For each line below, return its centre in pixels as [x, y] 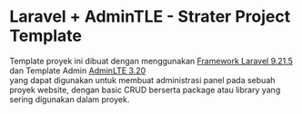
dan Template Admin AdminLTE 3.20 [78, 71]
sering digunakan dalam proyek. [70, 99]
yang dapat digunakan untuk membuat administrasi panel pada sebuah [142, 80]
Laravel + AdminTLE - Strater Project [150, 17]
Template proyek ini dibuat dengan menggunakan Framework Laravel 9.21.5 [151, 61]
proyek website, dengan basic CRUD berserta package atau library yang [145, 90]
